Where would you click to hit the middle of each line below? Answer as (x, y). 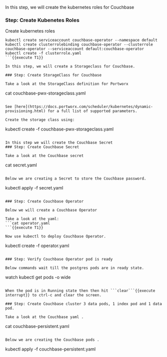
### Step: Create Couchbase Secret (42, 147)
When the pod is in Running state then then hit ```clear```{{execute (80, 291)
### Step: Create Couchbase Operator (44, 201)
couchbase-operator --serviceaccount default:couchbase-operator (74, 49)
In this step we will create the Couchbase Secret (59, 143)
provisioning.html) (25, 111)
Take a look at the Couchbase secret (44, 156)
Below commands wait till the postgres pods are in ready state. (74, 268)
